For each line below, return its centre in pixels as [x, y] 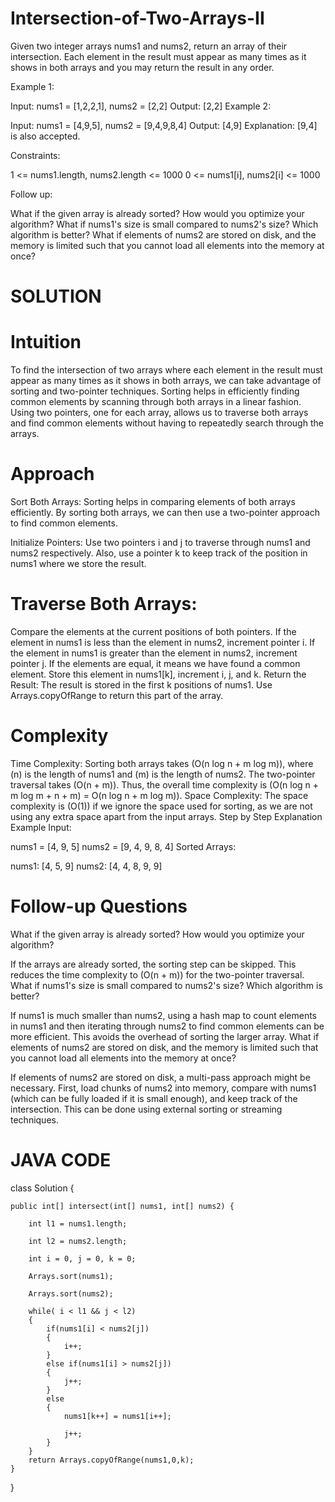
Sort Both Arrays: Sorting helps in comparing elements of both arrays [153, 501]
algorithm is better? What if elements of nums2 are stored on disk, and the [163, 234]
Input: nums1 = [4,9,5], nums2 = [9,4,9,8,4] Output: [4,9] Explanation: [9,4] [164, 125]
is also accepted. [45, 136]
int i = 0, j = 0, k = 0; [82, 1258]
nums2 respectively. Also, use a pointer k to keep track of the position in [159, 553]
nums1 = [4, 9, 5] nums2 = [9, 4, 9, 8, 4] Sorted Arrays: [123, 846]
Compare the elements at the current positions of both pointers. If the [153, 631]
